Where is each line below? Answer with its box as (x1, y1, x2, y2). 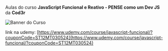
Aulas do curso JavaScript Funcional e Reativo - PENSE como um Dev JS (5, 5, 160, 10)
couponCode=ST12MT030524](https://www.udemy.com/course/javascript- (5, 35, 163, 40)
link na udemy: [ (5, 29, 39, 35)
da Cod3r (5, 10, 25, 16)
